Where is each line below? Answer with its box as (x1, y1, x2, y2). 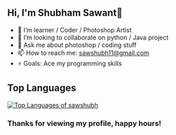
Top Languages (7, 82, 76, 94)
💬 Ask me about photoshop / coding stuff (17, 40, 137, 49)
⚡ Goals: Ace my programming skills (17, 59, 123, 67)
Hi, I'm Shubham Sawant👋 (7, 7, 123, 19)
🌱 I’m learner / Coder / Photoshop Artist (17, 25, 132, 34)
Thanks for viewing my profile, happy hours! (7, 118, 162, 128)
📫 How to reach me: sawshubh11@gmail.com (17, 49, 149, 57)
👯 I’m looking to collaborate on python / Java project (17, 33, 169, 41)
